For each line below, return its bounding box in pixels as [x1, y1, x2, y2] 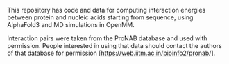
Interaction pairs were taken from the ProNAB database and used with [7, 34, 207, 42]
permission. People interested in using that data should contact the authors [7, 42, 222, 49]
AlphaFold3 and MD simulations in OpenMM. [7, 21, 135, 29]
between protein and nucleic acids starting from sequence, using [7, 13, 194, 22]
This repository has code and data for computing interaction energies [7, 6, 206, 14]
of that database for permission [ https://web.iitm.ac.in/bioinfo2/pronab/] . [7, 49, 216, 57]
